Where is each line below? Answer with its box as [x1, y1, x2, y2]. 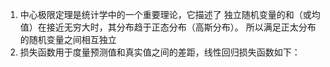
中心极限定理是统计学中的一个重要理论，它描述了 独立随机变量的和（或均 [19, 9, 321, 20]
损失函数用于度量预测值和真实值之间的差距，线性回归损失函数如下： [19, 46, 301, 58]
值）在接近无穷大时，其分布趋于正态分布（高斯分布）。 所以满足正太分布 [19, 21, 317, 33]
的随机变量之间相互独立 [19, 34, 117, 45]
